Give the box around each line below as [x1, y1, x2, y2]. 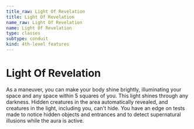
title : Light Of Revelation [6, 14, 75, 20]
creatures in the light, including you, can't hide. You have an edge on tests [6, 104, 185, 111]
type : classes [6, 30, 41, 36]
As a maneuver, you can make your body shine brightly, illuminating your [6, 86, 182, 93]
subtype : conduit [6, 36, 49, 42]
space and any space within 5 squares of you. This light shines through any [6, 92, 189, 99]
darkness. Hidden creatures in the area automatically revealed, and [6, 98, 168, 106]
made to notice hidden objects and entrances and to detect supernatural [6, 111, 182, 118]
